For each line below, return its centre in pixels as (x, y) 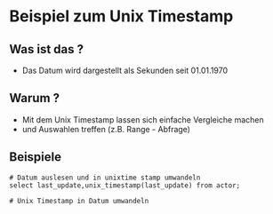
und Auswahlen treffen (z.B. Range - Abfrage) (106, 129)
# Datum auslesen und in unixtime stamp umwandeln (105, 178)
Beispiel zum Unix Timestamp (121, 16)
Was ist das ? (47, 49)
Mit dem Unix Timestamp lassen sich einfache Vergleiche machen (143, 119)
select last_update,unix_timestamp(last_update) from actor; (125, 185)
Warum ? (35, 98)
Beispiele (36, 157)
